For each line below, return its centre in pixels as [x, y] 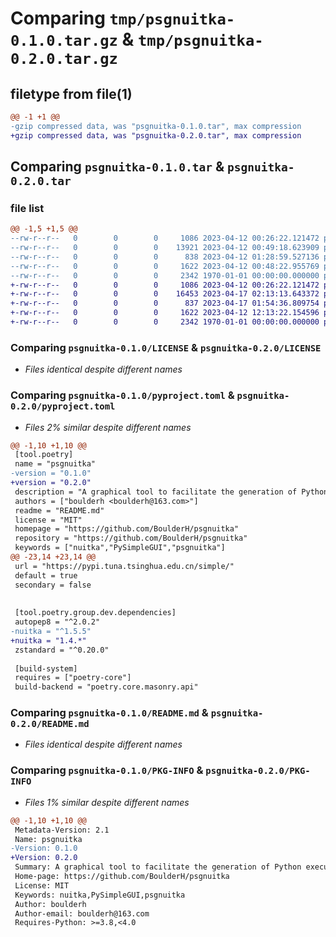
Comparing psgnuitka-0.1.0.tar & [117, 167]
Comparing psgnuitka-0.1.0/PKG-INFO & [107, 770]
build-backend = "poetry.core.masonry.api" [106, 687]
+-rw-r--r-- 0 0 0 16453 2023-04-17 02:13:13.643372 [165, 294]
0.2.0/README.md [50, 724]
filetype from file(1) [71, 93]
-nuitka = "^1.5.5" [51, 632]
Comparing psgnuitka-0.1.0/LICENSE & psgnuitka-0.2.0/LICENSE [166, 347]
